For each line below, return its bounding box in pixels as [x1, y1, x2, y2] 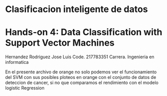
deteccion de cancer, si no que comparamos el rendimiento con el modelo [5, 79, 159, 86]
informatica [5, 59, 29, 65]
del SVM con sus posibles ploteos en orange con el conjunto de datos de [5, 74, 156, 80]
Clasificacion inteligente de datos [5, 4, 148, 15]
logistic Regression [5, 85, 45, 91]
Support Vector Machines [5, 37, 115, 49]
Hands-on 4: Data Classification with [5, 27, 162, 38]
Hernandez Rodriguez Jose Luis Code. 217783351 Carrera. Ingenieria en [5, 54, 154, 60]
